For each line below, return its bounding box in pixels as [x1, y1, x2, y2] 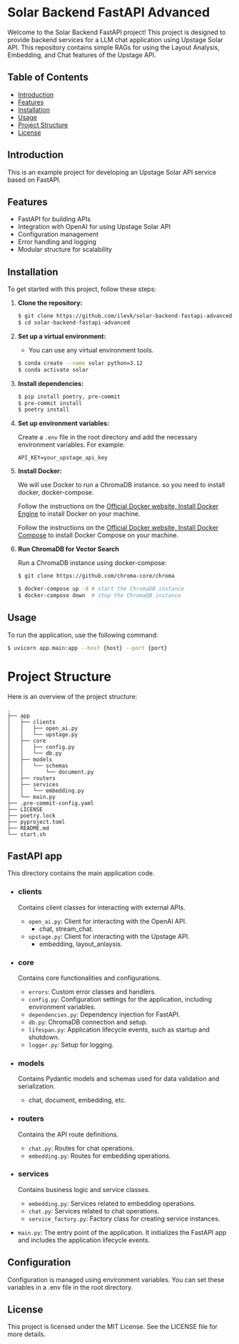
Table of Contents [7, 71, 89, 83]
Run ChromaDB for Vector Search [17, 545, 120, 554]
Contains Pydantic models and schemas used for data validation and [17, 1074, 220, 1083]
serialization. [17, 1082, 56, 1091]
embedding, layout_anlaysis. [39, 940, 123, 948]
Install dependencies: [17, 379, 84, 387]
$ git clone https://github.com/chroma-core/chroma [17, 572, 175, 580]
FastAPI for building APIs [17, 215, 91, 223]
